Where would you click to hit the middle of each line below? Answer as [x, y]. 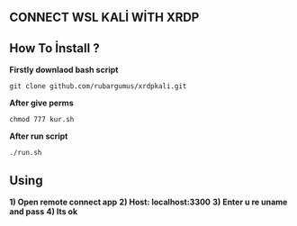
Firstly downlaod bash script [64, 70]
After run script [39, 136]
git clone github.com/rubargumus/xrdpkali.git [98, 86]
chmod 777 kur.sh [42, 120]
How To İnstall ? [55, 48]
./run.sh [26, 153]
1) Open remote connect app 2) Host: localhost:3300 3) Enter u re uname [148, 202]
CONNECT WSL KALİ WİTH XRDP [104, 18]
